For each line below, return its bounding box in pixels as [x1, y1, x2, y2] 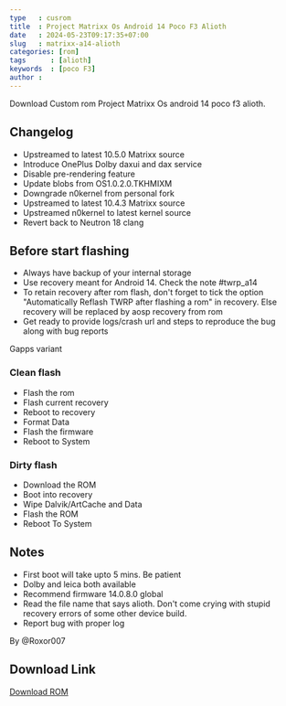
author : [9, 73, 43, 82]
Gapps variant [9, 344, 62, 355]
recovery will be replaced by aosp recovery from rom [22, 306, 224, 317]
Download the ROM [22, 479, 97, 490]
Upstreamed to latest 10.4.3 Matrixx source [22, 198, 185, 209]
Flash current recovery [22, 397, 110, 408]
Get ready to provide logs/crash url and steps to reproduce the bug [22, 316, 276, 327]
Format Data [22, 416, 70, 427]
